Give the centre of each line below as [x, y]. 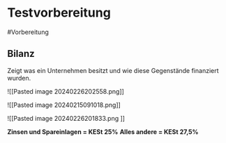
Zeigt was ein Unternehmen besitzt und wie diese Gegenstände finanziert [113, 70]
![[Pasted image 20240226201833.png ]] [66, 118]
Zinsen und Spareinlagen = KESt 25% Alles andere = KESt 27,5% [103, 132]
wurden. [19, 78]
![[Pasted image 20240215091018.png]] [64, 105]
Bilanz [21, 54]
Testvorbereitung [59, 13]
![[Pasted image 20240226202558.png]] [66, 91]
